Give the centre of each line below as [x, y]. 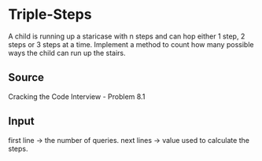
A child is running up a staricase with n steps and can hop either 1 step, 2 [127, 36]
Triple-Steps [50, 15]
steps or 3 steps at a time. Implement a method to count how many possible [131, 44]
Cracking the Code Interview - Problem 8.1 [77, 97]
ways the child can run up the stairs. [67, 53]
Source [26, 77]
